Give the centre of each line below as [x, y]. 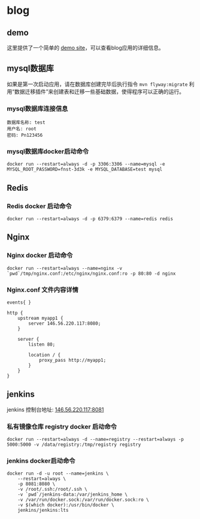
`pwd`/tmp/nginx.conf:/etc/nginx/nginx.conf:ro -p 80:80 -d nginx [91, 274]
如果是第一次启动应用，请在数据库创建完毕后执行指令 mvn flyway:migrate [97, 84]
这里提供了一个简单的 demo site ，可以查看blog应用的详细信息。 [85, 48]
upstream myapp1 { [40, 319]
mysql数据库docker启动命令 [48, 152]
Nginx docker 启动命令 [40, 256]
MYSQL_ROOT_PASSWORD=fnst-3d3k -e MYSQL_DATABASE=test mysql [85, 169]
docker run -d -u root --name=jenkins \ [58, 474]
